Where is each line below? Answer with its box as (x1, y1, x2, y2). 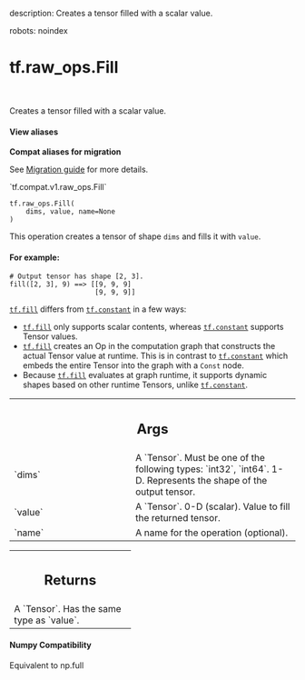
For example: (9, 252, 61, 263)
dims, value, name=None (25, 207, 116, 216)
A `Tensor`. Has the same (14, 603, 122, 615)
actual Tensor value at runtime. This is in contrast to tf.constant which (22, 350, 289, 362)
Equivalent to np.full (9, 659, 84, 671)
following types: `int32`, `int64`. (135, 463, 270, 475)
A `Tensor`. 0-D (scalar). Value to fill (135, 500, 290, 513)
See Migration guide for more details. (9, 164, 149, 175)
